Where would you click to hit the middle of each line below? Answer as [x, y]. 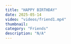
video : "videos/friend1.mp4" [36, 19]
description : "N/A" [26, 33]
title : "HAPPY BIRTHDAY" [31, 10]
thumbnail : [17, 24]
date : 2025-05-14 [23, 15]
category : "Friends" [27, 29]
